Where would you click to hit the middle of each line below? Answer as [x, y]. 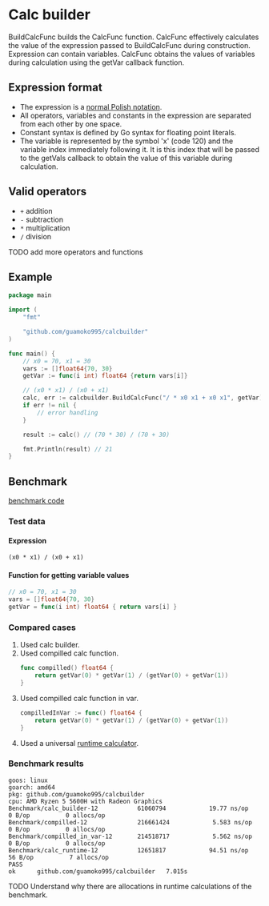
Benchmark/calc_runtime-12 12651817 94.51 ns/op [128, 850]
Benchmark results [46, 764]
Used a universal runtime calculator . [79, 743]
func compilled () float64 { [66, 668]
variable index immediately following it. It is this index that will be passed [140, 149]
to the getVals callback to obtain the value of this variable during [126, 158]
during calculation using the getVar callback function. [96, 62]
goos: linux [28, 780]
